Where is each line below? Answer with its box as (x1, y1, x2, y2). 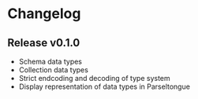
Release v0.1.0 (7, 36, 80, 49)
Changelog (7, 5, 81, 23)
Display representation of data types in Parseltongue (18, 82, 191, 91)
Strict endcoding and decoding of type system (18, 74, 170, 82)
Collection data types (18, 65, 88, 75)
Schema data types (18, 57, 83, 66)
